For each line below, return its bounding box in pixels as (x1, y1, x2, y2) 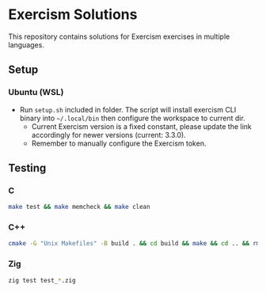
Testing (8, 161, 47, 175)
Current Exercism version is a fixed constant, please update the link (31, 121, 252, 131)
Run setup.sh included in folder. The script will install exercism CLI (19, 104, 237, 114)
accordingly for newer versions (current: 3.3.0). (31, 130, 186, 139)
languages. (8, 40, 45, 49)
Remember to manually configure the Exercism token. (31, 138, 207, 148)
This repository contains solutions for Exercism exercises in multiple (8, 32, 230, 41)
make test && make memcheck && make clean (8, 203, 150, 211)
